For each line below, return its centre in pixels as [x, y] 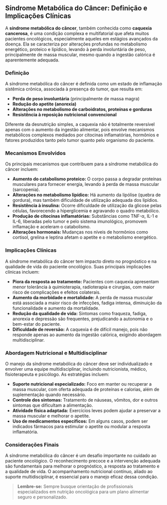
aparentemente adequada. [32, 60]
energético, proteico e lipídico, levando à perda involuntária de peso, [76, 49]
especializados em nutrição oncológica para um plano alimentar [83, 492]
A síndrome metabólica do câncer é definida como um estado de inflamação [84, 84]
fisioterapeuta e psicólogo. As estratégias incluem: [57, 374]
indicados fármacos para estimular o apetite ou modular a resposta [81, 426]
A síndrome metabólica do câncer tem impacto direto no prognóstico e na [81, 261]
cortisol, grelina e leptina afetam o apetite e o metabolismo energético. [85, 237]
